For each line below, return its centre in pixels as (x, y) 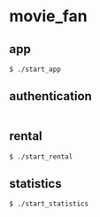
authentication (51, 96)
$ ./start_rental (41, 157)
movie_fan (48, 16)
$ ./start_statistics (49, 204)
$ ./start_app (35, 69)
